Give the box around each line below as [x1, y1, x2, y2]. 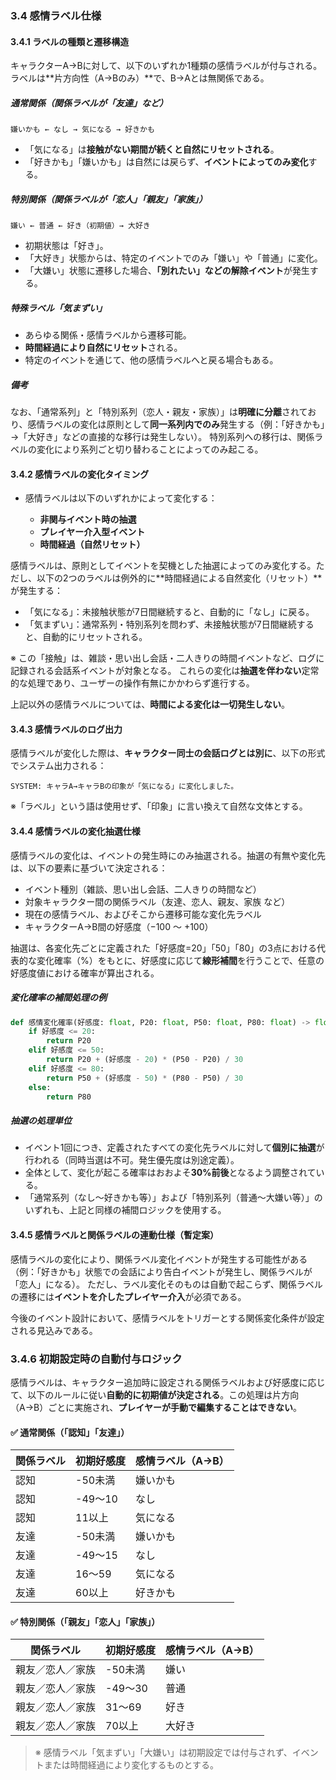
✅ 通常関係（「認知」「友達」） [10, 1426, 130, 1438]
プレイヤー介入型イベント [39, 526, 146, 538]
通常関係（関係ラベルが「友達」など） [10, 97, 168, 109]
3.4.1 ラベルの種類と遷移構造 [10, 35, 130, 47]
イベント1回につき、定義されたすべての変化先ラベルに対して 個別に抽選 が [24, 1142, 325, 1154]
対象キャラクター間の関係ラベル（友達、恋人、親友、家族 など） [24, 895, 291, 907]
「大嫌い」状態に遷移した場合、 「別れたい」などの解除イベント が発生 [24, 265, 310, 277]
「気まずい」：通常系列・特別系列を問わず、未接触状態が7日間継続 [24, 618, 297, 631]
